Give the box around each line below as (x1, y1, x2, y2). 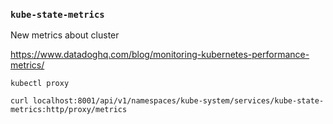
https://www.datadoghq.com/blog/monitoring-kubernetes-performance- (10, 49, 310, 61)
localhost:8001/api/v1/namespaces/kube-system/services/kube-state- (32, 96, 325, 106)
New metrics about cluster (10, 29, 120, 41)
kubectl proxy (10, 79, 70, 89)
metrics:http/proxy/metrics (10, 105, 128, 115)
